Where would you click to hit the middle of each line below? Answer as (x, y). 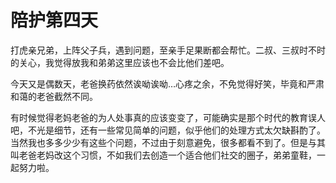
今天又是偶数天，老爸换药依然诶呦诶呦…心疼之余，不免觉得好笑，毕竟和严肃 (167, 83)
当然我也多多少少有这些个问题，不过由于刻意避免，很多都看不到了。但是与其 (168, 142)
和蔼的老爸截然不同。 (54, 96)
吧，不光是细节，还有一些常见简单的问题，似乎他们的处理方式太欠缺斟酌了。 (168, 130)
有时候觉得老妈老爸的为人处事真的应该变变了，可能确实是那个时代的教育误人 (168, 117)
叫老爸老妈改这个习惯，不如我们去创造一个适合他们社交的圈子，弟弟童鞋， (163, 155)
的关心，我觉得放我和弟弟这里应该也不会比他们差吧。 (120, 62)
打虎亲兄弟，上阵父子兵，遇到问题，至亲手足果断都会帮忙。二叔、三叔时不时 (168, 50)
